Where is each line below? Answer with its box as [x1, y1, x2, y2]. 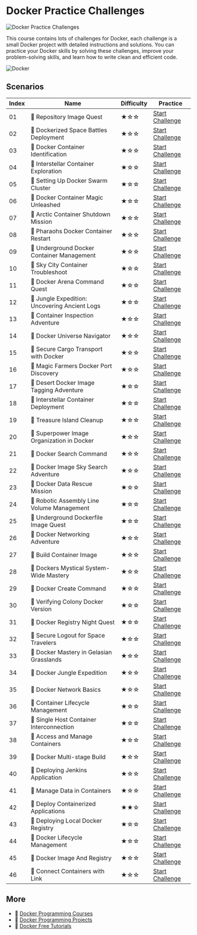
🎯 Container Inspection [30, 311, 94, 319]
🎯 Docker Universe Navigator [30, 332, 111, 340]
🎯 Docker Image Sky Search [30, 463, 108, 471]
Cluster [30, 183, 51, 192]
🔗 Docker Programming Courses [14, 910, 93, 917]
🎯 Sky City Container [30, 261, 88, 269]
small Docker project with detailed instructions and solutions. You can [6, 41, 175, 48]
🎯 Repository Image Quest [30, 112, 103, 121]
